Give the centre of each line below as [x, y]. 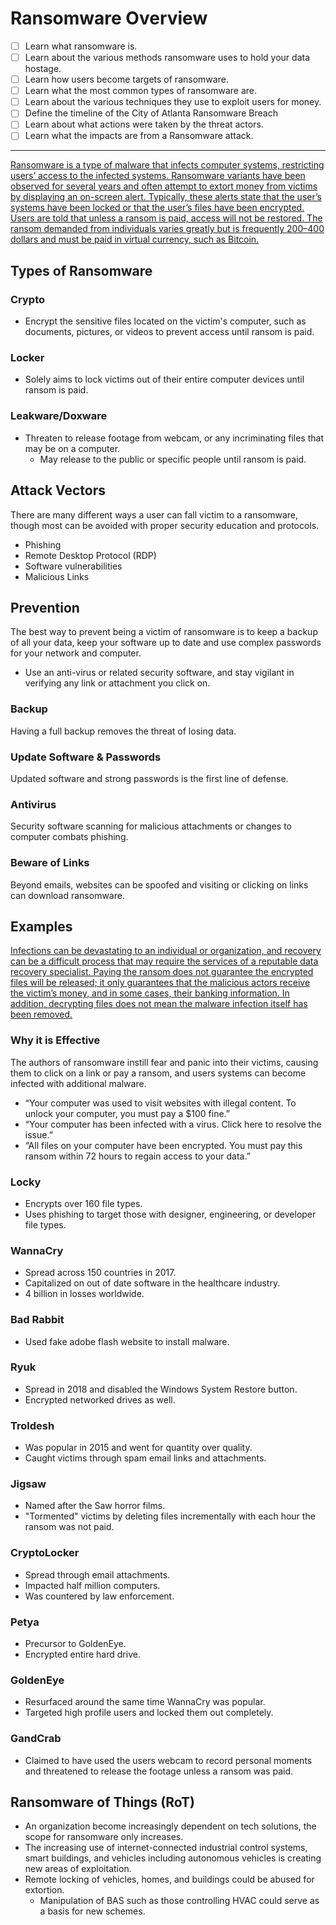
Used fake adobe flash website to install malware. [127, 1341]
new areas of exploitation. [78, 1869]
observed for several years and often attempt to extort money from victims [164, 186]
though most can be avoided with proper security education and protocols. [165, 525]
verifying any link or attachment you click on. [117, 683]
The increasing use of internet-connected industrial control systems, [166, 1848]
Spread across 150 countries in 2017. [100, 1273]
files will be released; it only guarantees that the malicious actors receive [160, 983]
